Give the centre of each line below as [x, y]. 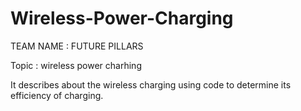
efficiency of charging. [57, 95]
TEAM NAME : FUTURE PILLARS [77, 46]
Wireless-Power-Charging [122, 18]
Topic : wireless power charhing [76, 65]
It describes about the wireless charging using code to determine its [151, 84]
